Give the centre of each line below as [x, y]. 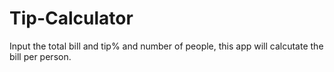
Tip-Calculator [71, 18]
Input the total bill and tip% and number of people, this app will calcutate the [166, 46]
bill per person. [40, 56]
